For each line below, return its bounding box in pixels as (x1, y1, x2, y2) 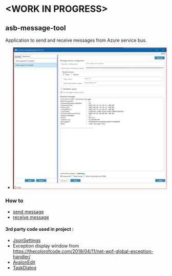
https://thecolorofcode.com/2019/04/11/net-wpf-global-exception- (12, 248, 154, 254)
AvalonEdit (12, 259, 36, 265)
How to (5, 197, 24, 204)
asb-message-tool (5, 24, 66, 32)
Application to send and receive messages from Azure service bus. (5, 37, 147, 43)
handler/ (12, 254, 31, 260)
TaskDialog (12, 265, 37, 271)
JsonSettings (12, 237, 41, 244)
